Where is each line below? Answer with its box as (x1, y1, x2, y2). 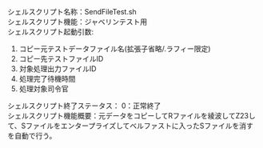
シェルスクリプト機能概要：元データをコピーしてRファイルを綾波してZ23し (7, 111, 257, 120)
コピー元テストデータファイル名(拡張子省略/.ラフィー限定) (18, 44, 211, 54)
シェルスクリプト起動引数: (7, 27, 94, 36)
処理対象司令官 (18, 84, 69, 94)
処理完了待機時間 (18, 74, 76, 83)
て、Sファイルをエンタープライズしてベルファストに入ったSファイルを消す (7, 121, 253, 130)
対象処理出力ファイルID (18, 64, 97, 74)
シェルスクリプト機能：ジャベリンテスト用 (7, 17, 148, 26)
